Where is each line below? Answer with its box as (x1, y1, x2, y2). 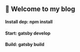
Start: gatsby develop (5, 30, 51, 36)
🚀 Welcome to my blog (5, 5, 76, 13)
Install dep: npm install (5, 18, 53, 25)
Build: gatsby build (5, 42, 44, 48)
